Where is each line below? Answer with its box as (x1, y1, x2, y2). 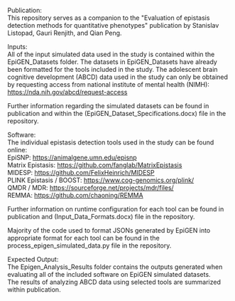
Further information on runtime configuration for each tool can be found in (7, 205, 224, 213)
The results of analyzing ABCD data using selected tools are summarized (7, 278, 222, 286)
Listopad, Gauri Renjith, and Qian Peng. (7, 28, 122, 37)
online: (7, 146, 27, 154)
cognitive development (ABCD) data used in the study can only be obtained (7, 73, 229, 81)
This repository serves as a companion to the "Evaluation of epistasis (7, 14, 210, 22)
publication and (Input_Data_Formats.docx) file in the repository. (7, 213, 195, 221)
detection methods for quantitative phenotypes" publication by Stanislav (7, 21, 219, 29)
